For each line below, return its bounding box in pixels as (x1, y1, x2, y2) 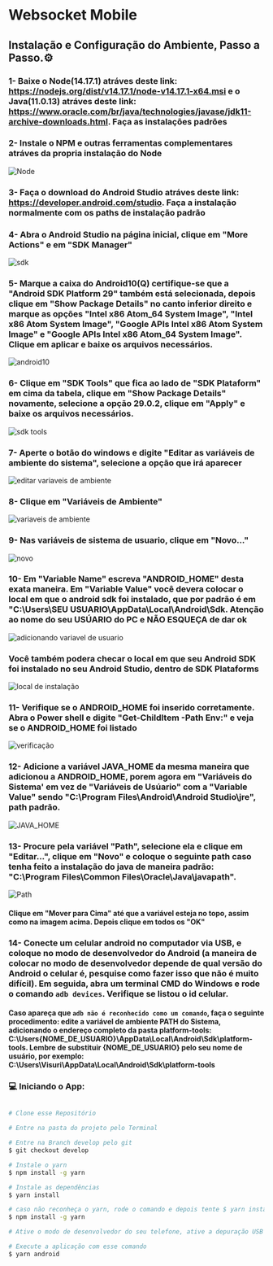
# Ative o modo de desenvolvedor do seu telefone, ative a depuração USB (8, 1228, 264, 1236)
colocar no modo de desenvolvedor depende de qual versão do (8, 958, 262, 969)
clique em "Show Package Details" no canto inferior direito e (8, 298, 253, 309)
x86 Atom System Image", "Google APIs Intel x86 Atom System (8, 318, 263, 330)
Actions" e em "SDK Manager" (8, 238, 132, 250)
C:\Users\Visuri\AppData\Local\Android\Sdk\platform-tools (8, 1060, 215, 1070)
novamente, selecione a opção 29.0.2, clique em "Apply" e (8, 398, 245, 409)
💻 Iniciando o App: (8, 1080, 85, 1092)
